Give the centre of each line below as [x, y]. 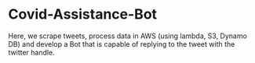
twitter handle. [31, 52]
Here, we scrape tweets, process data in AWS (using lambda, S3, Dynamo [127, 36]
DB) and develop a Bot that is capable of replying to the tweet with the [122, 44]
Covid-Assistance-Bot [83, 14]
